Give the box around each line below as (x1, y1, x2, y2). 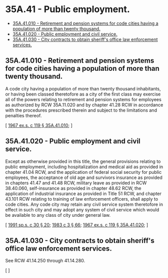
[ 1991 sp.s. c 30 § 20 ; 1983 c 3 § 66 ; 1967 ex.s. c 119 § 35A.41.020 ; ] (5, 221, 148, 228)
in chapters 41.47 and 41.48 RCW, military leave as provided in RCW (5, 179, 147, 186)
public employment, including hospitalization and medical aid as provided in (5, 163, 163, 170)
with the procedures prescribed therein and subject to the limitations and (5, 107, 157, 113)
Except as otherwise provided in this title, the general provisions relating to (5, 158, 161, 164)
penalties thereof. (5, 112, 42, 118)
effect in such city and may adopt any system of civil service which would (5, 206, 159, 213)
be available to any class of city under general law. (5, 212, 111, 218)
